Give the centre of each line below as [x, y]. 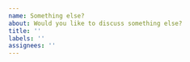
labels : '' [27, 38]
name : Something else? [46, 16]
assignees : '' [32, 46]
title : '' [25, 31]
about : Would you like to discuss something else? [95, 23]
